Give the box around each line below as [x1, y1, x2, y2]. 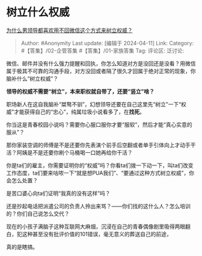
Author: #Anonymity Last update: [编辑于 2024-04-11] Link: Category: [20, 39, 194, 46]
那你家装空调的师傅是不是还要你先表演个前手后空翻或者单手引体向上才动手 [6, 141, 191, 149]
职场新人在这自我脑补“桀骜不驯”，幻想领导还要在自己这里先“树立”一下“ [6, 100, 182, 107]
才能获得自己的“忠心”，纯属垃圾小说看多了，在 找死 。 [14, 108, 145, 115]
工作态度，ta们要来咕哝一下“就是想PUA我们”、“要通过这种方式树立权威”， [6, 169, 189, 176]
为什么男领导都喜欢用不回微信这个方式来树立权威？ [6, 27, 133, 34]
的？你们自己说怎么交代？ [6, 210, 70, 217]
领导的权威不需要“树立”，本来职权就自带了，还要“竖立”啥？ [6, 88, 155, 95]
